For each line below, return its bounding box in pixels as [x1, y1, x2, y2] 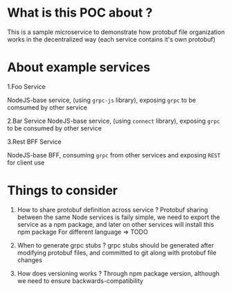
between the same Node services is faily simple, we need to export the [17, 213, 220, 221]
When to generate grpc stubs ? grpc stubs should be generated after [17, 241, 215, 249]
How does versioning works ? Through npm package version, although [17, 269, 220, 277]
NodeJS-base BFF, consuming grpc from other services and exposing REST [7, 151, 221, 159]
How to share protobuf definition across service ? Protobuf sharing [17, 205, 208, 214]
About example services [7, 60, 151, 76]
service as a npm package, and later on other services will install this [17, 220, 215, 228]
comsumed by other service [7, 103, 88, 112]
